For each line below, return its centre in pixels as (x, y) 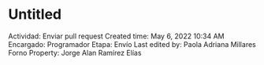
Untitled (35, 14)
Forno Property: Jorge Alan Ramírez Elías (75, 52)
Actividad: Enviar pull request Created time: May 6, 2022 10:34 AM (116, 36)
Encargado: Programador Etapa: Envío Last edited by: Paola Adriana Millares (132, 44)
